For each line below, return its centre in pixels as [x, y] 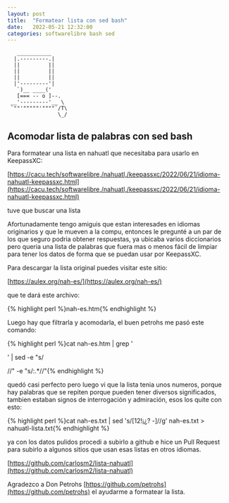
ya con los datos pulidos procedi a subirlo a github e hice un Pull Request [114, 442]
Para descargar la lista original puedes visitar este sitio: [87, 268]
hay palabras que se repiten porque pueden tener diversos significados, [112, 392]
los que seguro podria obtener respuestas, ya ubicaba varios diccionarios [114, 239]
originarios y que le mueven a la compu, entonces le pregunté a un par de [114, 232]
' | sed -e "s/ [26, 358]
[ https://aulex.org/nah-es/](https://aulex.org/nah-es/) [85, 281]
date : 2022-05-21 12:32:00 [50, 27]
